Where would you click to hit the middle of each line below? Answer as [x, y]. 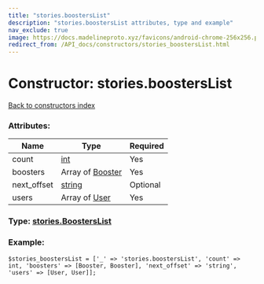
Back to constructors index [52, 105]
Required [147, 146]
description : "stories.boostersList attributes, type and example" [121, 23]
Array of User [86, 197]
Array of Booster [92, 172]
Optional [145, 185]
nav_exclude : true [38, 30]
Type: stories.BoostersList [60, 221]
